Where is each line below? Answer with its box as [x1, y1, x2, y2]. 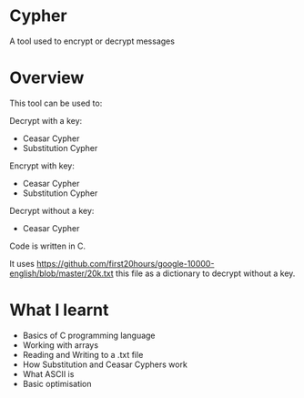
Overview [9, 67, 85, 88]
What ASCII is [22, 368, 75, 379]
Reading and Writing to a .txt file [22, 349, 144, 360]
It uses [9, 258, 35, 269]
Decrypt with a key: [9, 115, 83, 126]
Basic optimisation [22, 378, 93, 389]
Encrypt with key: [9, 160, 75, 171]
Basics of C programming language [22, 330, 157, 341]
